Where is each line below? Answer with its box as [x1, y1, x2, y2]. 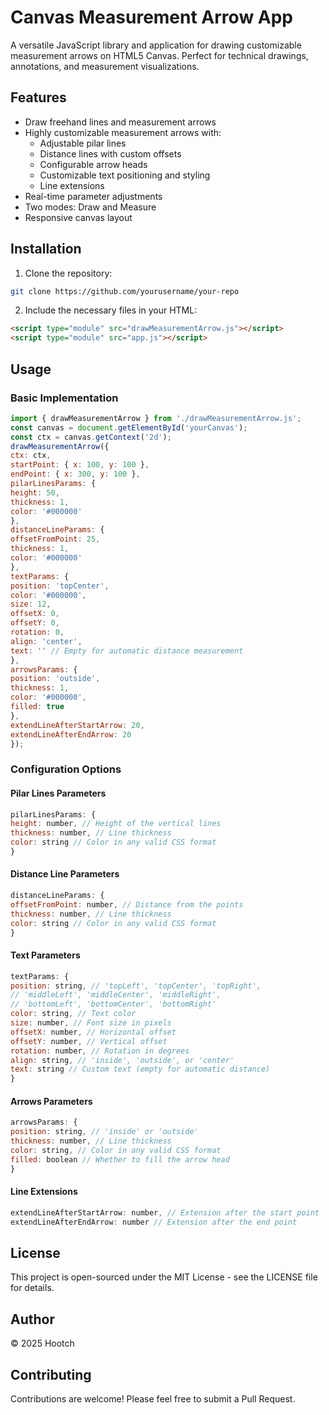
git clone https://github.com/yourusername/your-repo [10, 286, 240, 296]
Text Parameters [10, 949, 81, 961]
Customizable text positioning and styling [39, 169, 211, 181]
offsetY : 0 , [10, 618, 60, 628]
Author [10, 1311, 55, 1328]
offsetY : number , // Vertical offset [10, 1036, 168, 1046]
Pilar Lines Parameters [10, 787, 107, 799]
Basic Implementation [10, 391, 119, 405]
